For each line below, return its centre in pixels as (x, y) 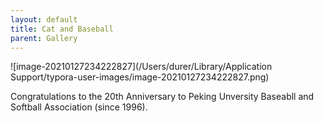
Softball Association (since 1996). (79, 107)
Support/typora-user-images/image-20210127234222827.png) (140, 77)
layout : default (44, 19)
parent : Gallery (44, 38)
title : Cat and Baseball (62, 29)
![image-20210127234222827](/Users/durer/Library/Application (141, 67)
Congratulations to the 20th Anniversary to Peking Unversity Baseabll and (162, 97)
